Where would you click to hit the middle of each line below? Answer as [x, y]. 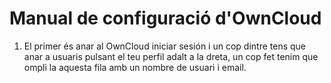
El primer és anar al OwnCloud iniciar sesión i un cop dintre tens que [164, 46]
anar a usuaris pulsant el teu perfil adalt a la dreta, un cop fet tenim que [171, 56]
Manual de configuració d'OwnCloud [165, 18]
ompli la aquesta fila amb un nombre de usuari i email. [135, 67]
